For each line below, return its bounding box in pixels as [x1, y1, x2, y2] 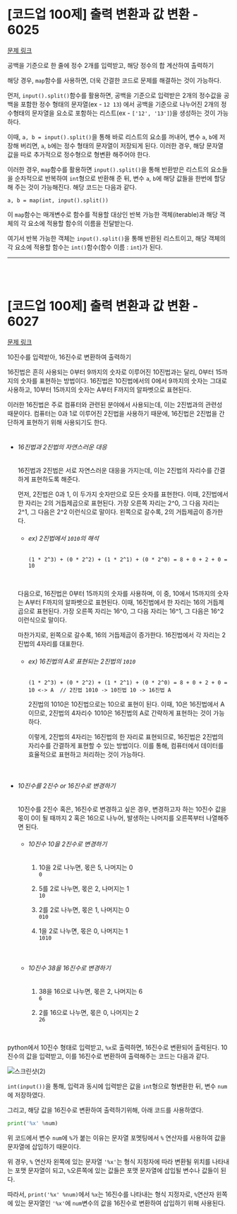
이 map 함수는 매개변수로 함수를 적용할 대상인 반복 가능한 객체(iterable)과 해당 [7, 210, 219, 219]
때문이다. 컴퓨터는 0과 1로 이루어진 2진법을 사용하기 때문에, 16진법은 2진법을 [7, 409, 217, 417]
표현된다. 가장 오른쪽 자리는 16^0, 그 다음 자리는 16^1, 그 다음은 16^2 [36, 607, 224, 615]
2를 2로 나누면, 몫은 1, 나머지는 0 [38, 905, 130, 914]
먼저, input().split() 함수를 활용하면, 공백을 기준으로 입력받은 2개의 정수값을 [7, 91, 222, 100]
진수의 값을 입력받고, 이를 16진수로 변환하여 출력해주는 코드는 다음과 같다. [7, 1052, 209, 1061]
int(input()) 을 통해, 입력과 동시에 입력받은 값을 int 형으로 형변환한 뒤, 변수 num [7, 1082, 228, 1090]
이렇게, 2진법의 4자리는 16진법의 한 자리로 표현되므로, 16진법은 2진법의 [28, 733, 224, 741]
